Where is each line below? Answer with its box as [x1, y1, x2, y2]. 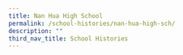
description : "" [8, 27, 63, 35]
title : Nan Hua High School [8, 11, 104, 20]
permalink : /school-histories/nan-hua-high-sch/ [8, 19, 176, 27]
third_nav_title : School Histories [8, 34, 129, 43]
